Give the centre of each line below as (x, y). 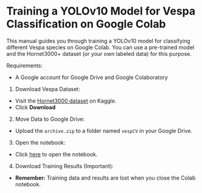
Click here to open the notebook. (56, 154)
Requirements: (24, 66)
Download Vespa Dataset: (47, 89)
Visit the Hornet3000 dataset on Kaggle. (66, 101)
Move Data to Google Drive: (50, 119)
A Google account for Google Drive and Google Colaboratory (92, 77)
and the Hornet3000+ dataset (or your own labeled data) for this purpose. (99, 53)
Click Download (35, 107)
